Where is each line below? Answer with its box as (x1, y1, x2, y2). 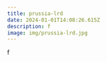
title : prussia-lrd (7, 10, 64, 17)
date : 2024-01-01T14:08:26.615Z (7, 17, 100, 23)
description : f (7, 23, 51, 30)
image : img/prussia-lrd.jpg (7, 29, 88, 37)
